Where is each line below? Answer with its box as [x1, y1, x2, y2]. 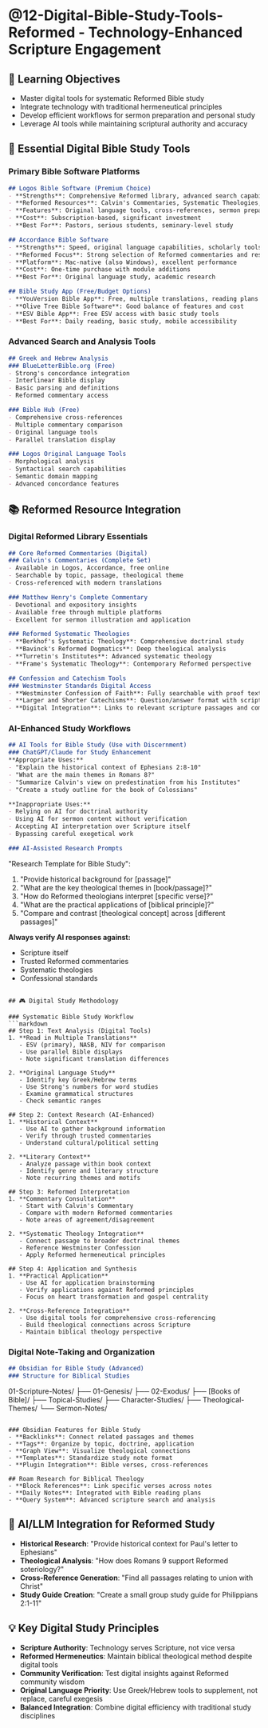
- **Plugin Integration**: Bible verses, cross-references [8, 1461, 209, 1469]
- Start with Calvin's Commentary [18, 1202, 134, 1210]
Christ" [19, 1581, 44, 1590]
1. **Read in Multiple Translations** [8, 1034, 137, 1042]
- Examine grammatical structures [18, 1090, 134, 1098]
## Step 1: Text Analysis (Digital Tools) [8, 1026, 152, 1034]
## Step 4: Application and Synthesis [8, 1265, 137, 1273]
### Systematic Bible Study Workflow [8, 1013, 134, 1021]
